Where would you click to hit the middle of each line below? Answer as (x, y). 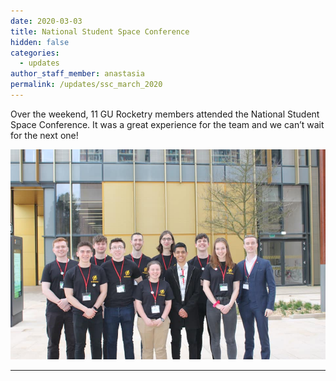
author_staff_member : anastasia (77, 74)
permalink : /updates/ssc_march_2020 (86, 85)
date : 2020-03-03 (46, 21)
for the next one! (44, 135)
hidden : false (40, 42)
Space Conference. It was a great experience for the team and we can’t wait (167, 124)
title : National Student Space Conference (100, 31)
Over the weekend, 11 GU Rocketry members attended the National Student (165, 114)
